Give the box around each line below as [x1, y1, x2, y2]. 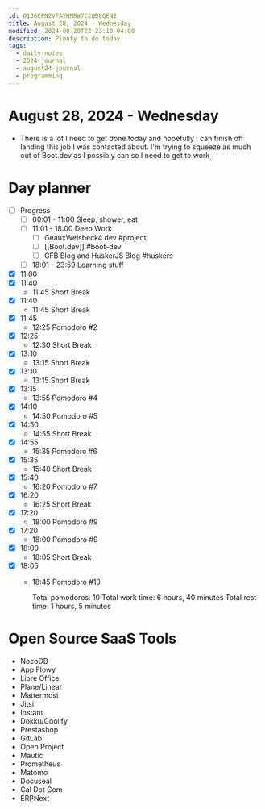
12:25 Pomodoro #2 [31, 323, 98, 332]
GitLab [19, 733, 43, 743]
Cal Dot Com [19, 785, 63, 794]
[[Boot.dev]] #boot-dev [43, 241, 122, 251]
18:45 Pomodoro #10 [31, 578, 101, 587]
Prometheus [19, 759, 61, 769]
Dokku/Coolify [19, 716, 68, 726]
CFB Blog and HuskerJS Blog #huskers [43, 251, 173, 261]
